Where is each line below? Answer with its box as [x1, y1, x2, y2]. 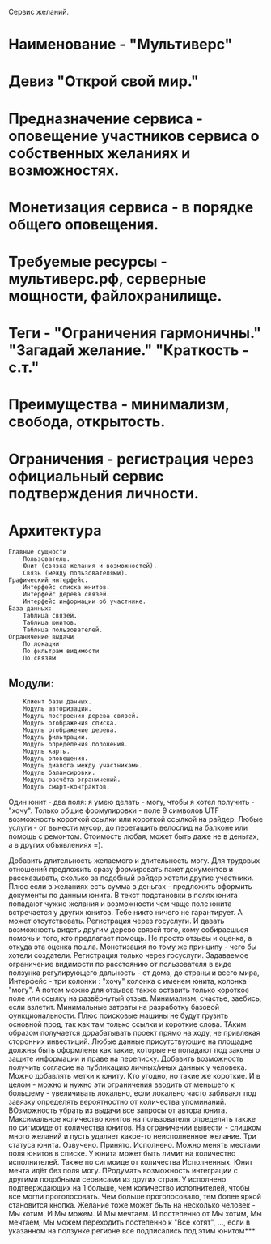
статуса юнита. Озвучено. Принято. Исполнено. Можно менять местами [8, 1140, 261, 1150]
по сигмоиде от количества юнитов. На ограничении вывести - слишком [8, 1122, 262, 1133]
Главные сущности [8, 548, 67, 556]
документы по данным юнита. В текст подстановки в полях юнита [8, 891, 239, 900]
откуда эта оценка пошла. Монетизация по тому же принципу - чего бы [8, 942, 257, 951]
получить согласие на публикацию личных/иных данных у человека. [8, 1062, 248, 1072]
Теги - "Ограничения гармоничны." [8, 324, 261, 343]
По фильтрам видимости [23, 648, 100, 656]
